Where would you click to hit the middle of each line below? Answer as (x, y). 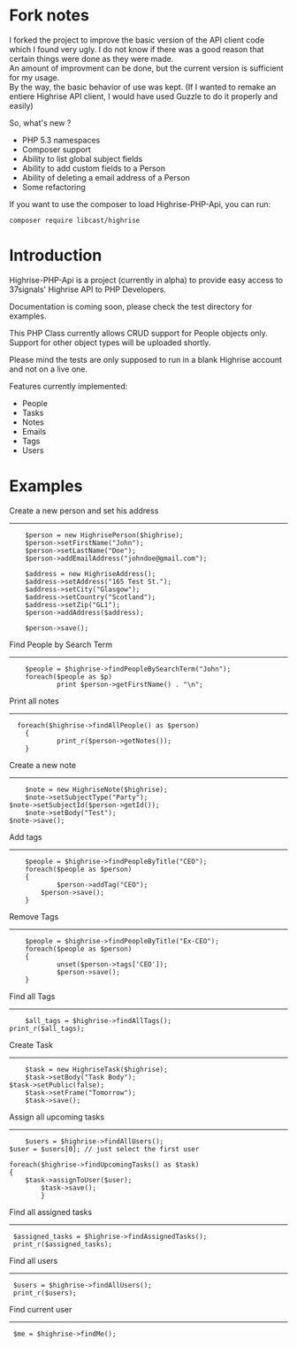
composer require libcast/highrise (75, 220)
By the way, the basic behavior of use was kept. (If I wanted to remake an (143, 87)
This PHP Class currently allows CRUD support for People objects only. (138, 333)
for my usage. (34, 77)
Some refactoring (54, 187)
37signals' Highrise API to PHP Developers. (88, 289)
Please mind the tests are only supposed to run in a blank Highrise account (146, 359)
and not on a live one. (49, 369)
